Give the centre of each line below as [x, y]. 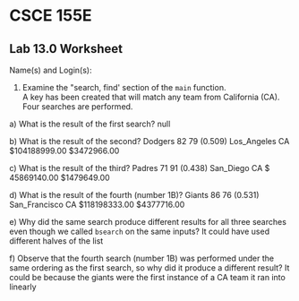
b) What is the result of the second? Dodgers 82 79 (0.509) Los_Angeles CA [149, 141]
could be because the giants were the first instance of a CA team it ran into [148, 277]
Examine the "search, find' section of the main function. [124, 87]
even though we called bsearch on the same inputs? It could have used [140, 231]
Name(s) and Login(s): [51, 70]
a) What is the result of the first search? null [90, 124]
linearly [23, 287]
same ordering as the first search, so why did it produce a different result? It [149, 268]
